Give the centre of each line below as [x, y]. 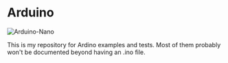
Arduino [31, 13]
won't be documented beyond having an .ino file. [76, 52]
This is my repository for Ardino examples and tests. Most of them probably [114, 45]
